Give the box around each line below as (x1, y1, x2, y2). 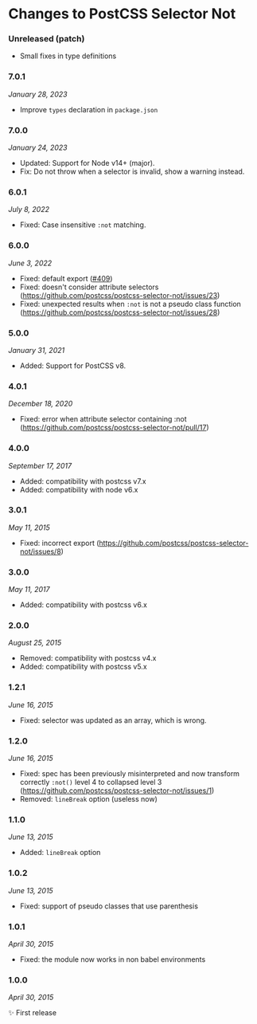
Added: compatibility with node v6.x (19, 485, 138, 494)
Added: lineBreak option (19, 848, 101, 857)
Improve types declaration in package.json (19, 104, 158, 114)
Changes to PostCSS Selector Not (8, 5, 236, 23)
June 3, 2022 (8, 258, 53, 268)
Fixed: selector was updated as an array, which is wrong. (19, 715, 207, 725)
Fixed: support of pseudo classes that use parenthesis (19, 901, 199, 911)
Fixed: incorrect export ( (19, 538, 99, 547)
